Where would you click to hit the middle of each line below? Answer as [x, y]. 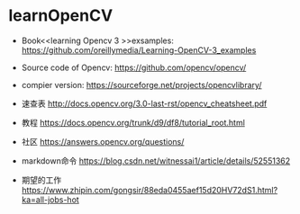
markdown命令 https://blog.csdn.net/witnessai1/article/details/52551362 [156, 160]
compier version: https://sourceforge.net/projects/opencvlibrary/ [141, 85]
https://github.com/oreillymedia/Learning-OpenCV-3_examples [139, 49]
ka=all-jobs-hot [50, 200]
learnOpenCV [61, 16]
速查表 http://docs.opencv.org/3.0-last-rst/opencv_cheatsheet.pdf [144, 103]
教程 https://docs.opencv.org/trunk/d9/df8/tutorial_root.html [133, 122]
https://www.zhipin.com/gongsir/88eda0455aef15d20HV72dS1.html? [150, 190]
